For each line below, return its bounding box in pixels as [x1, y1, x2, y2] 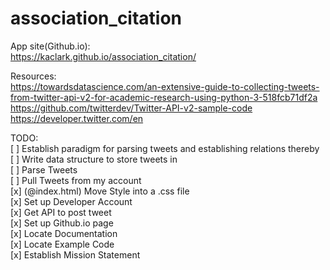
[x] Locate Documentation [10, 227, 118, 239]
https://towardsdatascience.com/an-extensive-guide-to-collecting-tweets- [10, 80, 320, 92]
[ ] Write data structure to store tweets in [10, 153, 178, 165]
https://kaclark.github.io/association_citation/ [10, 50, 197, 62]
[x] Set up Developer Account [10, 195, 133, 207]
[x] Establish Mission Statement [10, 248, 141, 261]
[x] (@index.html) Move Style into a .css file [10, 185, 190, 197]
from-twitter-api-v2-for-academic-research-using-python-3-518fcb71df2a [10, 91, 318, 103]
